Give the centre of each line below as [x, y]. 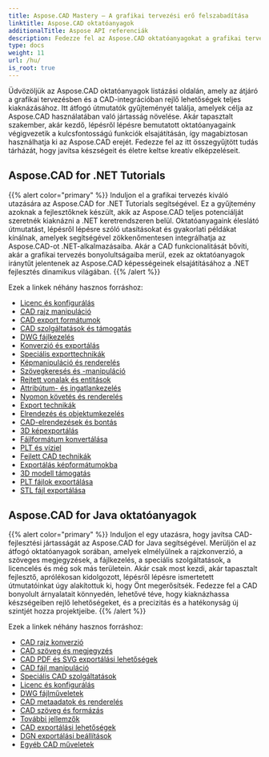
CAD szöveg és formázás [62, 710]
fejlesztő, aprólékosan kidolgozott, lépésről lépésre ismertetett [111, 577]
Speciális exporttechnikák [62, 354]
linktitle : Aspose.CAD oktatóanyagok [71, 23]
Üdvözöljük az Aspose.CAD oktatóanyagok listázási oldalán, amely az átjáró [133, 91]
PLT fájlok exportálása [56, 481]
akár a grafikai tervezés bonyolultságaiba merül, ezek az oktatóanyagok [127, 254]
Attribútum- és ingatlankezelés [70, 388]
